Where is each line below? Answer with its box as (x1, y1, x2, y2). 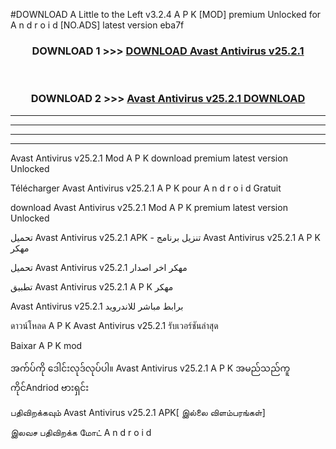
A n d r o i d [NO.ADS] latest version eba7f (10, 19, 185, 31)
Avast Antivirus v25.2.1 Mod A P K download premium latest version (10, 152, 288, 164)
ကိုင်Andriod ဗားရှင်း (10, 381, 90, 393)
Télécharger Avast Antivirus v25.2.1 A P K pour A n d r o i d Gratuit (10, 182, 282, 194)
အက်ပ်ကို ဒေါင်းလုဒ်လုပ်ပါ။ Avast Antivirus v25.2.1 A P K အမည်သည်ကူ (10, 362, 291, 374)
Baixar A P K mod (10, 339, 83, 351)
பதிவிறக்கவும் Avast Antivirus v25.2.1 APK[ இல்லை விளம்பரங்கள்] (10, 406, 266, 418)
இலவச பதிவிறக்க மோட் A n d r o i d (10, 426, 152, 438)
